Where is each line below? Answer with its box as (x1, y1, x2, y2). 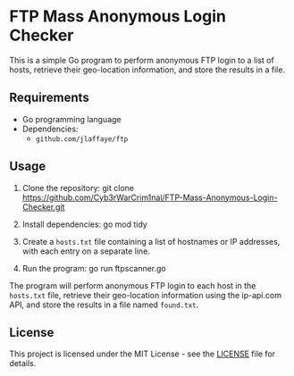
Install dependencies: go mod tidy (21, 219, 147, 230)
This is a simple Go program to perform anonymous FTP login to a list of (9, 54, 274, 65)
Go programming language (21, 113, 122, 124)
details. (9, 358, 37, 369)
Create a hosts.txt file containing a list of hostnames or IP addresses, (21, 236, 281, 246)
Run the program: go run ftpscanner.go (21, 263, 167, 273)
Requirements (9, 90, 89, 105)
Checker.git (21, 201, 65, 212)
